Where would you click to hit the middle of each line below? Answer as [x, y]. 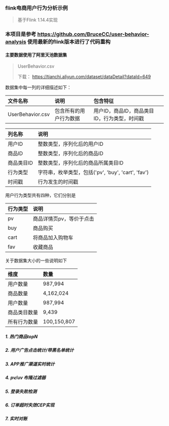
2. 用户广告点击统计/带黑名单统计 [39, 350]
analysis [16, 42]
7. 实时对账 [16, 419]
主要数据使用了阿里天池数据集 [36, 55]
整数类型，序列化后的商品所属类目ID [80, 163]
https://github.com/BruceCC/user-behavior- [93, 34]
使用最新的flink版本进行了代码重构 [69, 42]
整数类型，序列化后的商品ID [70, 153]
